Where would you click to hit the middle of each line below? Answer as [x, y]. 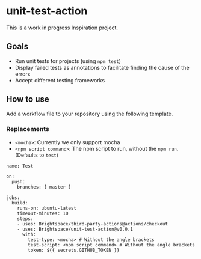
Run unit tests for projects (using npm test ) [68, 61]
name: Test [20, 166]
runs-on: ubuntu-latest [47, 208]
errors [23, 74]
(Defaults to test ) [37, 155]
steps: [25, 218]
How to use [28, 99]
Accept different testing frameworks [60, 80]
